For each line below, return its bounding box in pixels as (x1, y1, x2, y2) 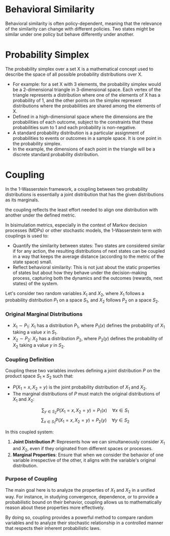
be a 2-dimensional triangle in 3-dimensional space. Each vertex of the (12, 86, 161, 93)
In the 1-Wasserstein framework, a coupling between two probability (5, 186, 148, 192)
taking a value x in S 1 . (12, 329, 58, 336)
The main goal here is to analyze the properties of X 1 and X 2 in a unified (5, 487, 155, 494)
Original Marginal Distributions (5, 311, 83, 318)
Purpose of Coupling (5, 475, 57, 483)
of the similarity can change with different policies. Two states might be (5, 25, 155, 32)
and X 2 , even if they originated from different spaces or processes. (12, 445, 153, 453)
